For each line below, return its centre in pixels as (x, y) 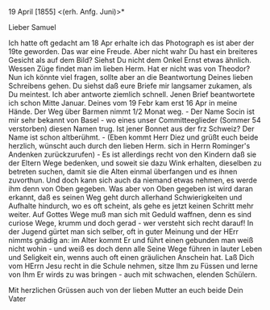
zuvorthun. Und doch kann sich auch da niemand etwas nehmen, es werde (133, 180)
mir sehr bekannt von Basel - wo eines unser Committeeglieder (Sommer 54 (135, 120)
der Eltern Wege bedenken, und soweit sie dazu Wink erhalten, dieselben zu (135, 163)
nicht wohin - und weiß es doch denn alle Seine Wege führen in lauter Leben (135, 249)
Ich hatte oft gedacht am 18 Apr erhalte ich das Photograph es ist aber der (131, 43)
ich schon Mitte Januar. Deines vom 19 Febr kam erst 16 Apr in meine (123, 103)
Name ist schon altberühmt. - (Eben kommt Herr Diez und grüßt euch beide (133, 137)
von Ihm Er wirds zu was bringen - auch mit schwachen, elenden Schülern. (133, 274)
